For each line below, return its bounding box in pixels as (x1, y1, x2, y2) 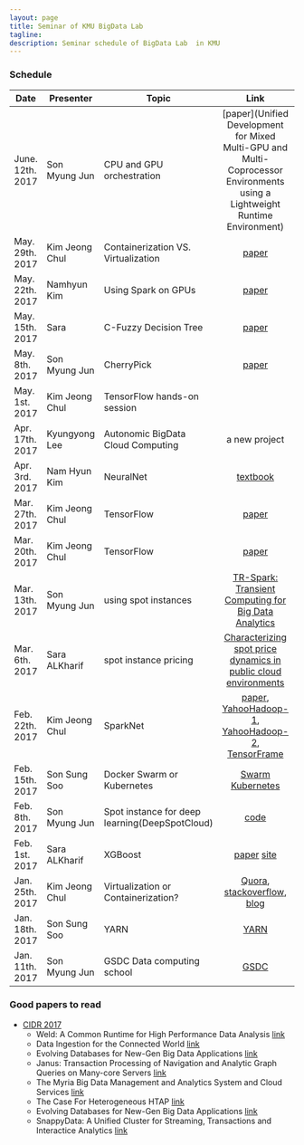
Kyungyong (46, 427, 96, 440)
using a (239, 186, 271, 199)
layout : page (9, 13, 59, 23)
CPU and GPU (103, 157, 164, 170)
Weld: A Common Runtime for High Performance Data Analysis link (35, 1028, 286, 1039)
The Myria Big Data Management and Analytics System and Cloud (35, 1076, 283, 1087)
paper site (233, 848, 278, 861)
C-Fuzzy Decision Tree (103, 320, 204, 333)
